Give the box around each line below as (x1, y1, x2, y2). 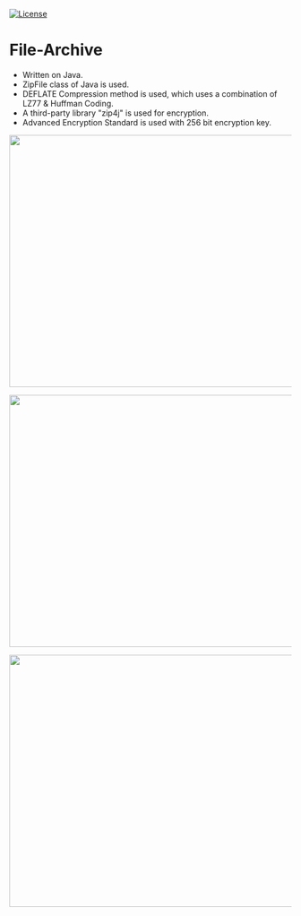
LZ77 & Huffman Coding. (21, 98, 114, 108)
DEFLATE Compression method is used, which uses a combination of (21, 88, 278, 99)
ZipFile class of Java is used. (21, 79, 130, 90)
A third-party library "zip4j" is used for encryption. (21, 108, 209, 118)
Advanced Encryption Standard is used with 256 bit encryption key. (21, 117, 271, 127)
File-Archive (9, 40, 103, 60)
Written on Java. (21, 69, 83, 80)
